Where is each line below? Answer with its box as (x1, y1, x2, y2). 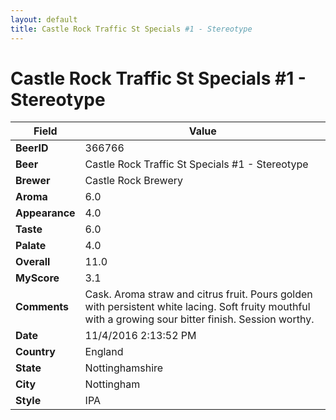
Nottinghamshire (84, 361, 164, 375)
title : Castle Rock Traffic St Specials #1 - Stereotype (10, 24, 253, 34)
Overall (15, 255, 51, 269)
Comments (15, 300, 70, 314)
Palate (15, 239, 47, 253)
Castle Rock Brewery (84, 174, 183, 188)
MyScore (15, 271, 60, 285)
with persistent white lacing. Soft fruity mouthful (84, 300, 311, 314)
